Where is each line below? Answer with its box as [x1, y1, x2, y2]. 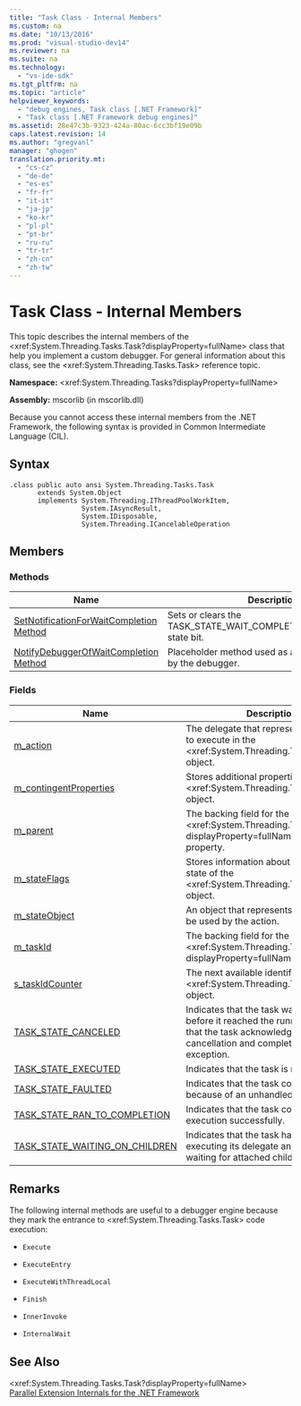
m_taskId [13, 940, 52, 953]
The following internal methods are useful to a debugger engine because [9, 1205, 279, 1216]
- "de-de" [17, 171, 54, 180]
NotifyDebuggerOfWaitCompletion [13, 646, 159, 658]
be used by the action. [185, 914, 279, 927]
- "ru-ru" [17, 238, 54, 247]
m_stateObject [13, 909, 75, 922]
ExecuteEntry [21, 1260, 72, 1270]
